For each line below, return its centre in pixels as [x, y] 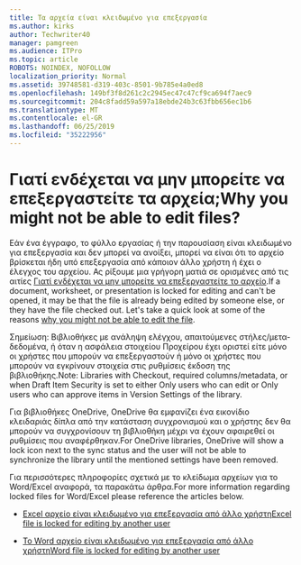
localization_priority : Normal [68, 77]
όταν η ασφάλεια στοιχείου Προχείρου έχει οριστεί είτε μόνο [172, 346]
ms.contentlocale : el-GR [56, 118]
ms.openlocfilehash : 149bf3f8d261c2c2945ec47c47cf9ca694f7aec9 [131, 93]
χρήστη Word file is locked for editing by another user [121, 550]
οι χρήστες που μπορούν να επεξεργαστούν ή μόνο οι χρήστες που [135, 356]
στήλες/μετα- [265, 337]
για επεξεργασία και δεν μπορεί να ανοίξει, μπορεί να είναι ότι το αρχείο [147, 252]
